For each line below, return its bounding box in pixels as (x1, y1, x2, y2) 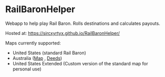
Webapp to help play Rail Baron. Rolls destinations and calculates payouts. (5, 20, 160, 26)
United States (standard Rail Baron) (12, 50, 87, 56)
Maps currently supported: (5, 40, 61, 46)
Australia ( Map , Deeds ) (12, 55, 62, 61)
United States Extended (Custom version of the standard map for (12, 60, 148, 66)
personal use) (12, 66, 42, 72)
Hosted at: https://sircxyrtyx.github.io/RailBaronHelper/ (5, 30, 120, 36)
